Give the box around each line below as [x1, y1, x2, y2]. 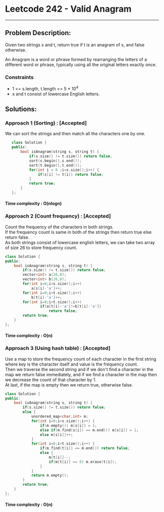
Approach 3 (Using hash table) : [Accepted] [5, 345, 111, 352]
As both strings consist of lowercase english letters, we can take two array [5, 239, 155, 245]
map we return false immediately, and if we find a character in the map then [5, 371, 157, 377]
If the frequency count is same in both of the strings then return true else [5, 229, 152, 235]
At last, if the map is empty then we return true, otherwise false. [5, 382, 133, 388]
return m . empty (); [31, 473, 69, 478]
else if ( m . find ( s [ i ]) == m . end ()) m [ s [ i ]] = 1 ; [40, 428, 139, 432]
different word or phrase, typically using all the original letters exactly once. [5, 61, 157, 67]
